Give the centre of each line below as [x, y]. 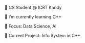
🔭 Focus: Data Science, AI [31, 26]
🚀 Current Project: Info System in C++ [43, 36]
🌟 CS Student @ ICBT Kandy [33, 7]
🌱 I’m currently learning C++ [33, 17]
